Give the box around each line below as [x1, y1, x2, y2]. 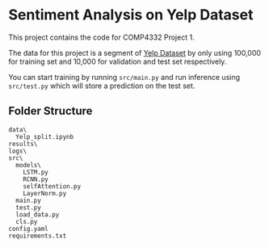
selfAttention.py [23, 182, 82, 191]
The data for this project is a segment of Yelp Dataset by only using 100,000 [8, 48, 261, 57]
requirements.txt [8, 232, 67, 240]
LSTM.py [23, 168, 48, 176]
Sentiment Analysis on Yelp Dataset [8, 6, 254, 24]
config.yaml [8, 225, 48, 233]
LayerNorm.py [23, 189, 67, 197]
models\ [15, 161, 42, 169]
